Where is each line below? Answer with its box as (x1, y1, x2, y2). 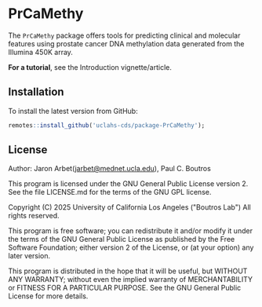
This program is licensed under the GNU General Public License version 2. (8, 179, 249, 188)
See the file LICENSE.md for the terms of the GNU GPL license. (8, 188, 212, 197)
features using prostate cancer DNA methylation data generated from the (8, 38, 245, 48)
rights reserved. (8, 211, 60, 221)
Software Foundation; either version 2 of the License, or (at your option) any (8, 243, 254, 252)
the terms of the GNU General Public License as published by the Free (8, 235, 235, 244)
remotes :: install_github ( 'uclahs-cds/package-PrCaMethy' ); (8, 121, 206, 130)
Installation (8, 86, 64, 99)
